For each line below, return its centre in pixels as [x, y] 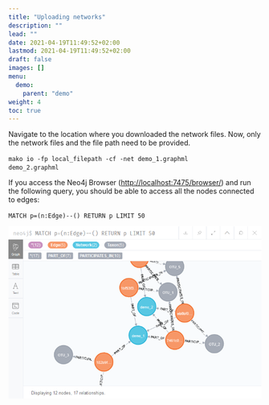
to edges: [24, 200]
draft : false [30, 60]
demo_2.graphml [34, 168]
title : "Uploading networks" [57, 17]
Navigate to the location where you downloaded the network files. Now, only [134, 134]
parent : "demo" [48, 93]
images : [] [26, 68]
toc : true [25, 110]
